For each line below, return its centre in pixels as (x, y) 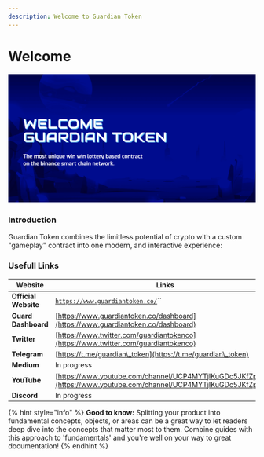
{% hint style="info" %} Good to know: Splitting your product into (114, 413)
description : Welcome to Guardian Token (75, 16)
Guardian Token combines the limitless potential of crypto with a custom (125, 237)
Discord (24, 395)
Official (24, 296)
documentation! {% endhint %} (58, 446)
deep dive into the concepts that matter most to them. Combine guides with (130, 430)
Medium (25, 365)
